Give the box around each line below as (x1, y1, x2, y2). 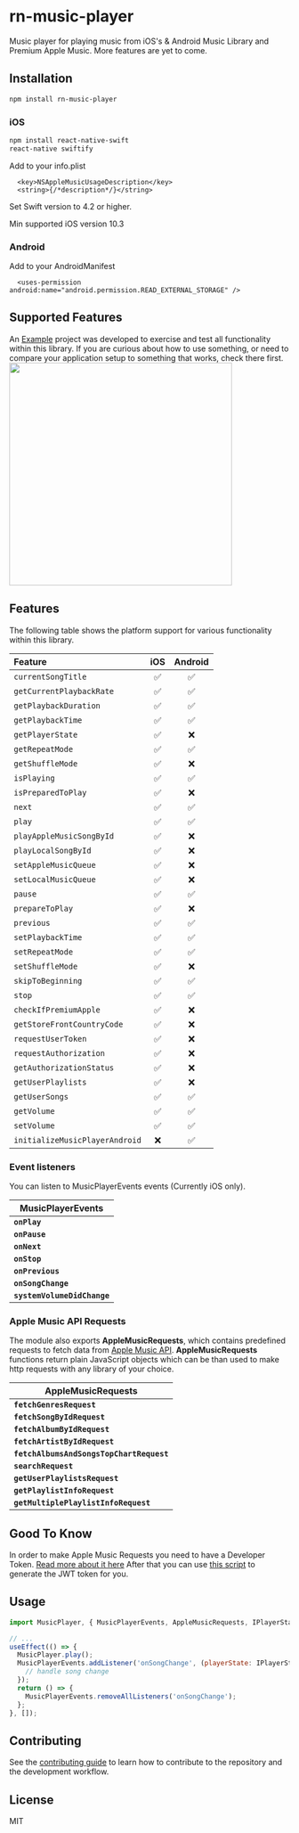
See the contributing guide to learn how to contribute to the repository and (9, 1757, 283, 1768)
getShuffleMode (13, 758, 78, 768)
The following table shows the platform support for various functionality (9, 625, 272, 635)
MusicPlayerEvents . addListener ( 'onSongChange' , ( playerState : (17, 1659, 253, 1668)
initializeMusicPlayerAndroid (13, 1134, 142, 1145)
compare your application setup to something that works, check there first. (9, 352, 284, 363)
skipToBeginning (13, 976, 83, 986)
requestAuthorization (13, 1048, 105, 1058)
